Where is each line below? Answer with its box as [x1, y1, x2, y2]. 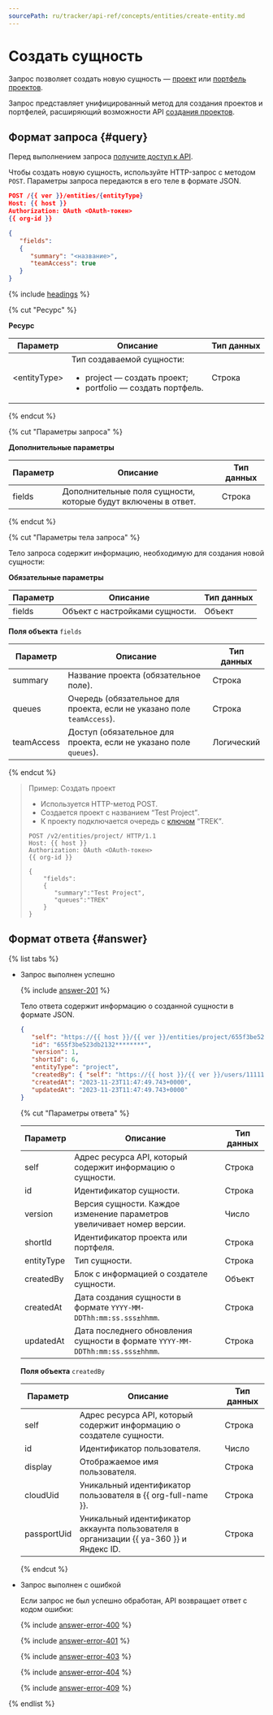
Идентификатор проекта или [74, 1232, 188, 1243]
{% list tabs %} [8, 954, 59, 964]
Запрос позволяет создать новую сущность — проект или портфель [8, 74, 246, 84]
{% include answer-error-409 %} [19, 1683, 132, 1692]
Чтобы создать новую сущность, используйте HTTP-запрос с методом [8, 167, 256, 177]
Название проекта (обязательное [67, 669, 201, 681]
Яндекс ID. [80, 1543, 121, 1554]
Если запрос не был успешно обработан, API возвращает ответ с [19, 1596, 248, 1605]
